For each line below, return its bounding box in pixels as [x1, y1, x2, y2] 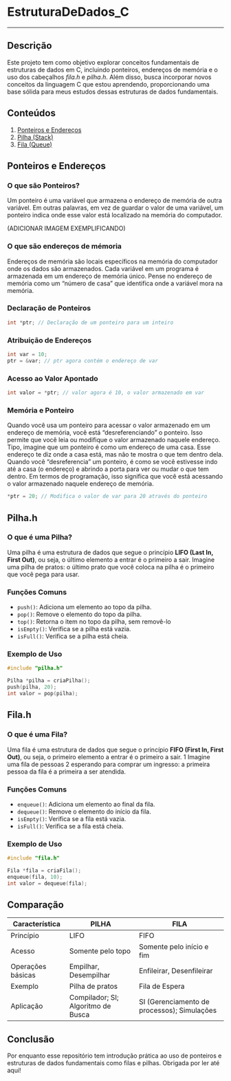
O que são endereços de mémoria [7, 241, 122, 251]
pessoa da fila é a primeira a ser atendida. [7, 767, 126, 776]
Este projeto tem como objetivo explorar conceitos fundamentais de [7, 58, 199, 66]
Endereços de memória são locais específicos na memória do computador [7, 257, 218, 265]
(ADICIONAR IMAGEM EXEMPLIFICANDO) [7, 224, 126, 232]
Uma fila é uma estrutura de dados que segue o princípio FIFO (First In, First [7, 745, 224, 754]
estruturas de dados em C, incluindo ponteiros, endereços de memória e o [7, 65, 218, 74]
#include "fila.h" [7, 855, 60, 862]
